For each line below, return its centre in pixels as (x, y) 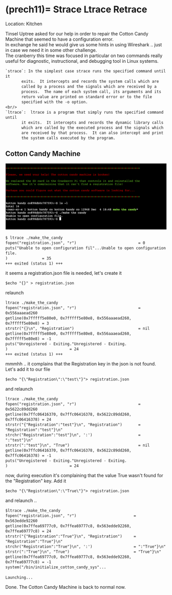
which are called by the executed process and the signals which (92, 128)
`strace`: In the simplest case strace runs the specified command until (86, 71)
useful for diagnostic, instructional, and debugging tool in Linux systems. (82, 61)
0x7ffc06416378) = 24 (28, 419)
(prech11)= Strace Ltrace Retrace (76, 10)
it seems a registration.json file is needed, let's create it (63, 273)
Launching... (19, 577)
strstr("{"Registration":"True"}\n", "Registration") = (71, 536)
